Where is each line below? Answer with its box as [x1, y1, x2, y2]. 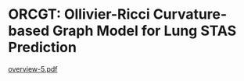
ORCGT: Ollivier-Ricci [8, 5, 150, 23]
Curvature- [152, 5, 228, 23]
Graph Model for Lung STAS [52, 22, 237, 40]
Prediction [8, 39, 77, 56]
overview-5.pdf [8, 64, 58, 73]
